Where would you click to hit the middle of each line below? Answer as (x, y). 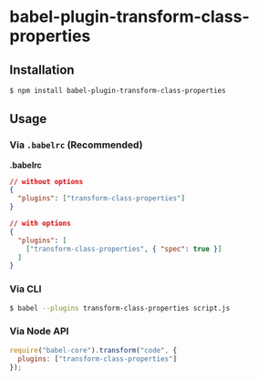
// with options (40, 224)
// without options (46, 181)
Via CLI (26, 289)
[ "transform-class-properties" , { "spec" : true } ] (124, 249)
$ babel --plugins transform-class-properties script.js (120, 308)
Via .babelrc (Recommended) (76, 145)
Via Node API (39, 332)
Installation (42, 70)
